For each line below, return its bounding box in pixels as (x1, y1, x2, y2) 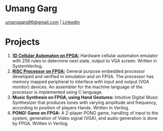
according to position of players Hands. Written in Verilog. (12, 105, 130, 110)
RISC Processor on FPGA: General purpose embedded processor (12, 68, 145, 74)
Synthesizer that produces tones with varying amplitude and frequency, (12, 99, 157, 105)
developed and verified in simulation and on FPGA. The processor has (12, 73, 154, 79)
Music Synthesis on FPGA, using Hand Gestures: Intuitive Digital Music (12, 94, 159, 100)
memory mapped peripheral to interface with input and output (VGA (12, 79, 149, 84)
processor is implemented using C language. (12, 89, 103, 95)
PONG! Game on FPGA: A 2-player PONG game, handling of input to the (12, 110, 159, 116)
